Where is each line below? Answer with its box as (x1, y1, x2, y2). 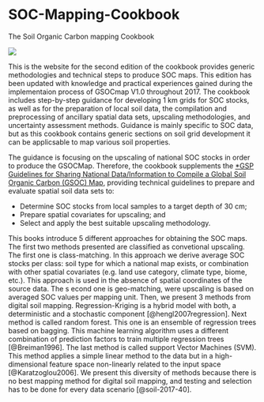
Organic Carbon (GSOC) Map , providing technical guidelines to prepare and (8, 178, 255, 187)
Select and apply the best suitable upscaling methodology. (19, 218, 211, 227)
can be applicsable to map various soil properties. (8, 137, 172, 147)
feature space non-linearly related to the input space (49, 359, 221, 369)
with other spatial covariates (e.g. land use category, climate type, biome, (8, 267, 247, 276)
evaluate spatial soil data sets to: (8, 186, 115, 195)
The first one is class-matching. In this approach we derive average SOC (8, 250, 245, 260)
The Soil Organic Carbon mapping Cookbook (8, 32, 155, 41)
